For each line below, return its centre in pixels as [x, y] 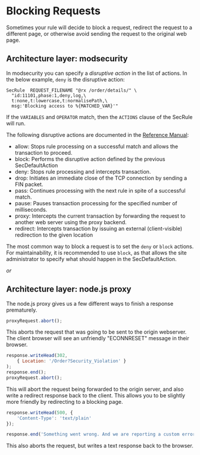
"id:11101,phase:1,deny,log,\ [49, 95]
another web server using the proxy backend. [71, 222]
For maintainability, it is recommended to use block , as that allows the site [97, 252]
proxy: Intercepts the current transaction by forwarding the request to [100, 216]
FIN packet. [29, 184]
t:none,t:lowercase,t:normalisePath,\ [60, 101]
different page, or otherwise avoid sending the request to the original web [97, 33]
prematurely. [22, 310]
